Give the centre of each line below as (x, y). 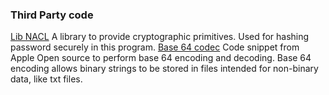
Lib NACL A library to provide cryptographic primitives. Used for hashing (160, 37)
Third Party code (52, 15)
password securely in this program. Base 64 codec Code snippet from (155, 47)
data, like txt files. (46, 79)
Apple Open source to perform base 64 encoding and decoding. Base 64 (161, 58)
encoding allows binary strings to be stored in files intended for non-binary (164, 69)
